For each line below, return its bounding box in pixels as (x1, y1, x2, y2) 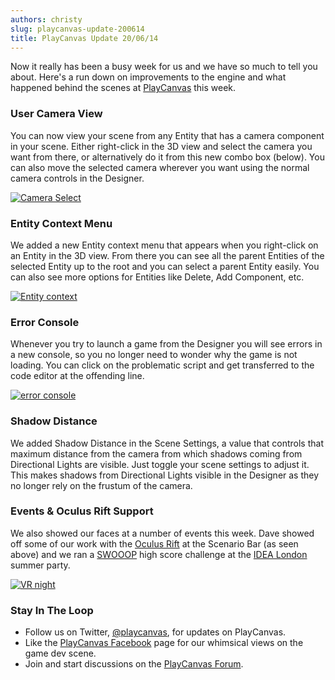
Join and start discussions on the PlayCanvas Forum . (24, 658, 244, 670)
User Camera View (10, 107, 103, 121)
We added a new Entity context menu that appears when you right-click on (10, 239, 319, 251)
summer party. (10, 559, 71, 571)
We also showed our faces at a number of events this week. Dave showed (10, 527, 315, 539)
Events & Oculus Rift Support (10, 504, 154, 518)
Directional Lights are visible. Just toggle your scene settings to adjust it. (10, 458, 310, 470)
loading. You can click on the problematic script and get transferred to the (10, 359, 315, 371)
